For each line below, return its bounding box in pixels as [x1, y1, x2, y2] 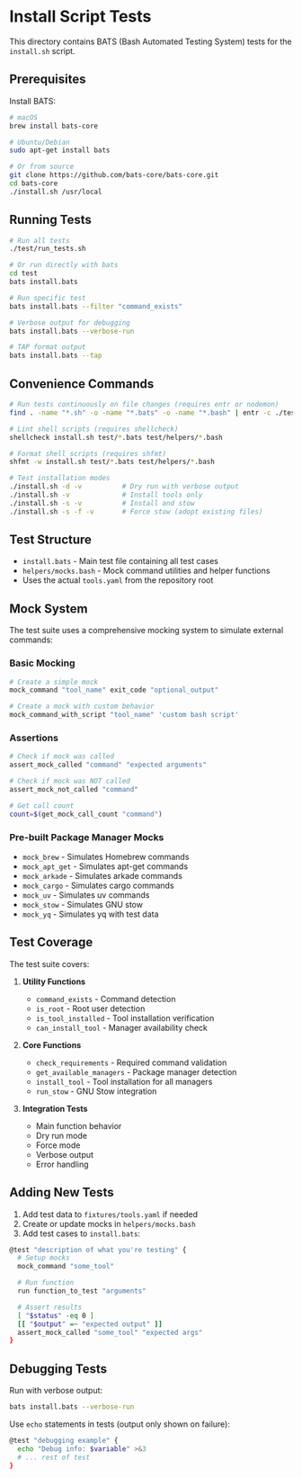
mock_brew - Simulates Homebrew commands [22, 851, 190, 862]
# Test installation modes [9, 474, 111, 483]
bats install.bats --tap [9, 351, 102, 361]
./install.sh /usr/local [9, 187, 102, 196]
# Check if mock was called [9, 752, 115, 761]
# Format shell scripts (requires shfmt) [9, 449, 167, 458]
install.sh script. [9, 45, 75, 56]
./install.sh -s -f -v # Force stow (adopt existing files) [9, 506, 263, 516]
